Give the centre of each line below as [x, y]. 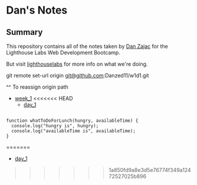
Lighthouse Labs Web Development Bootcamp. [63, 53]
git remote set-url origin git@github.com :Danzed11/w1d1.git [78, 75]
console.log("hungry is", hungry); [55, 126]
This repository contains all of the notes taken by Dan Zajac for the [87, 46]
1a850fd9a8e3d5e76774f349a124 [150, 170]
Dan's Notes [37, 10]
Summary [24, 32]
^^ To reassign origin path [37, 87]
